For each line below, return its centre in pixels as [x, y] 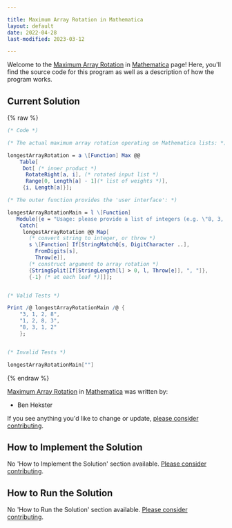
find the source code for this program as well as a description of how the [111, 72]
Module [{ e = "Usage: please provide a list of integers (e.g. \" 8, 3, [120, 219]
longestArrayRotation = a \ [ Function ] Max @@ [74, 155]
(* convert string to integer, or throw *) [92, 238]
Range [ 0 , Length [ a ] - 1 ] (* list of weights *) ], [97, 181]
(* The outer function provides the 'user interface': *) [92, 200]
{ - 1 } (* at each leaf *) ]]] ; [70, 277]
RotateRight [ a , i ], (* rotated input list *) [92, 175]
